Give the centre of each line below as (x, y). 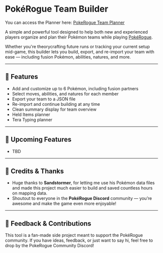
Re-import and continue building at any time (56, 104)
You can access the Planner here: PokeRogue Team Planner (65, 22)
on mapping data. (30, 193)
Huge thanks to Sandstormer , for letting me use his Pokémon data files (83, 183)
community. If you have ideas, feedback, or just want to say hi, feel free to (79, 240)
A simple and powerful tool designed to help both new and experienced (76, 32)
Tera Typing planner (32, 119)
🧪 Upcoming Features (38, 140)
